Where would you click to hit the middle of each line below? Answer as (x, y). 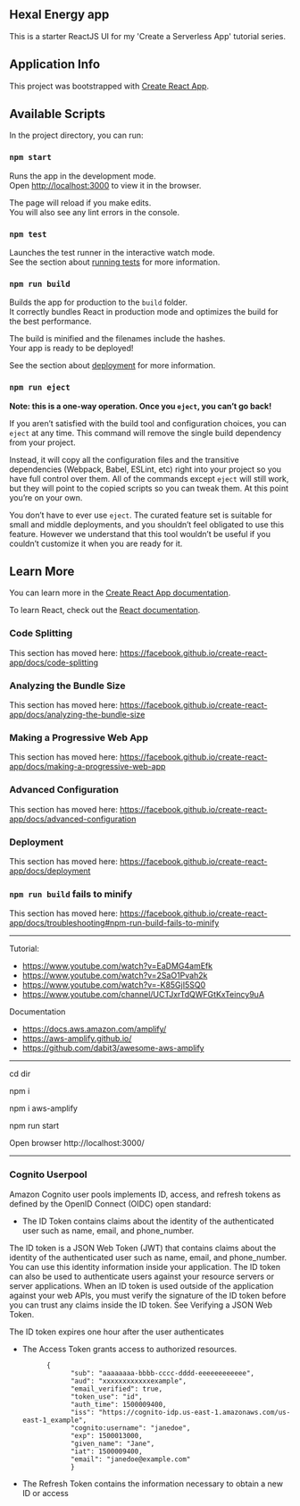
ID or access (45, 1493)
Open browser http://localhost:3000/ (77, 1143)
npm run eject (40, 387)
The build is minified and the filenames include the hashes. (117, 339)
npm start (30, 157)
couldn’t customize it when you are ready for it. (96, 543)
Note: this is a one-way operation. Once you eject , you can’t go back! (141, 406)
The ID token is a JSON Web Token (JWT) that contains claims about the (143, 1248)
